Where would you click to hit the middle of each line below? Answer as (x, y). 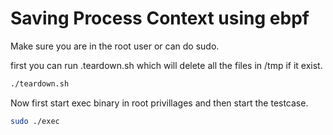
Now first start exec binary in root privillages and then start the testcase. (159, 103)
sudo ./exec (35, 121)
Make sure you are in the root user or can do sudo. (115, 46)
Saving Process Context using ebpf (160, 18)
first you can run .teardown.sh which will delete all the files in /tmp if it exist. (166, 65)
